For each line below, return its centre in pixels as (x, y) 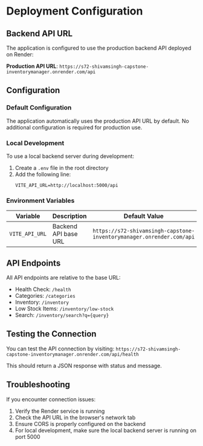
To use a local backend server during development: (70, 156)
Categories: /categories (45, 296)
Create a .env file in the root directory (62, 168)
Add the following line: (43, 174)
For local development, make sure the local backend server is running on (106, 430)
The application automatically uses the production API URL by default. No (98, 121)
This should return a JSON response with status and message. (84, 366)
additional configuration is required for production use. (74, 127)
